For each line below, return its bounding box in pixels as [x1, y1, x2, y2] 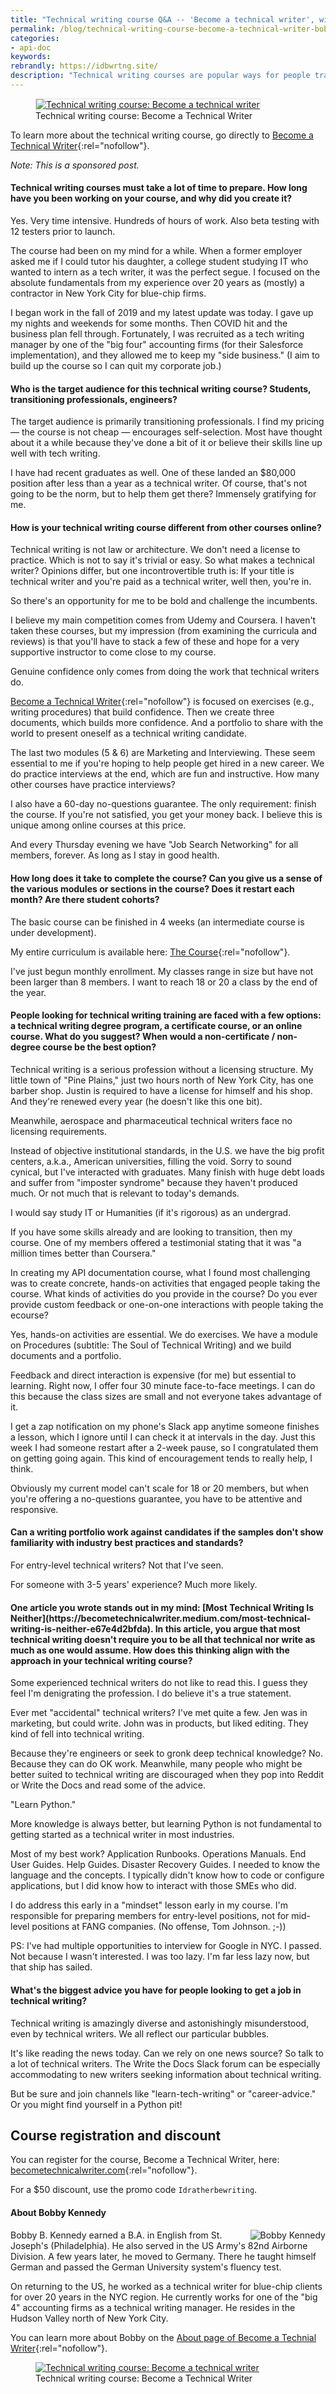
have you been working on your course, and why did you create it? [10, 192, 293, 205]
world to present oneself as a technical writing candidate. [10, 727, 247, 740]
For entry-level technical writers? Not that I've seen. [10, 1559, 224, 1571]
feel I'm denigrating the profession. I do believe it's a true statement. [10, 1687, 292, 1700]
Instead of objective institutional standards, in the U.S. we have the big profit [10, 1144, 325, 1156]
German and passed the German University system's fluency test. [10, 2261, 282, 2273]
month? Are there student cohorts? [10, 894, 160, 906]
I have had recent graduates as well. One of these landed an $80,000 [10, 467, 297, 479]
